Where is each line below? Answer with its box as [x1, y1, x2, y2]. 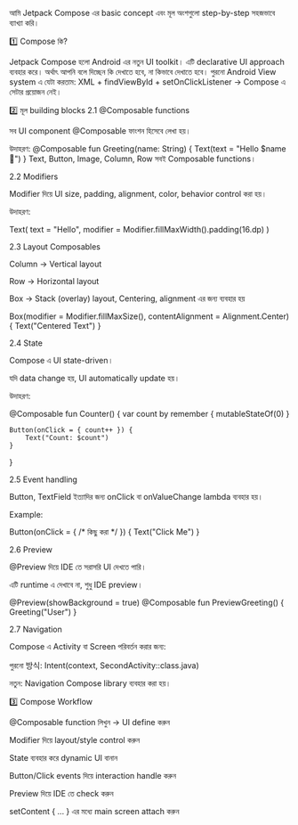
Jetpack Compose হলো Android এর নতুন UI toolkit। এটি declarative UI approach [9, 57, 285, 67]
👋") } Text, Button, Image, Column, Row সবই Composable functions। [9, 153, 256, 164]
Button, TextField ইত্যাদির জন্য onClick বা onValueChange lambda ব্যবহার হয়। [9, 492, 264, 502]
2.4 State [9, 338, 43, 348]
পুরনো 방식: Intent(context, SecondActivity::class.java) [9, 660, 200, 671]
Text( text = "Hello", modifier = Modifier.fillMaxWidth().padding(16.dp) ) [9, 225, 270, 234]
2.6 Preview [9, 544, 53, 555]
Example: [9, 510, 44, 519]
